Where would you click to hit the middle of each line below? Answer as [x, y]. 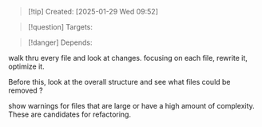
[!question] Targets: [60, 27]
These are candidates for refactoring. [70, 114]
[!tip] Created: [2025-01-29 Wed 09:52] [93, 12]
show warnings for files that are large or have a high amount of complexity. [132, 106]
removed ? [26, 90]
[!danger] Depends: [60, 42]
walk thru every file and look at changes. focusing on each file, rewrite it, [128, 58]
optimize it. [27, 66]
